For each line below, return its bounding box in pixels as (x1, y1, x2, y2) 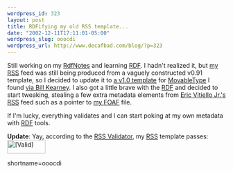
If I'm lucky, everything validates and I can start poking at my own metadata (7, 111, 223, 120)
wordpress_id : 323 (7, 10, 60, 17)
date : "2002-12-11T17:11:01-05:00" (7, 29, 110, 37)
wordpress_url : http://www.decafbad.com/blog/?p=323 (7, 42, 163, 49)
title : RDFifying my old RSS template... (7, 23, 129, 30)
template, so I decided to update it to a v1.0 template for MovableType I (7, 76, 210, 84)
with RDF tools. (7, 119, 51, 127)
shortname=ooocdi (7, 159, 62, 167)
